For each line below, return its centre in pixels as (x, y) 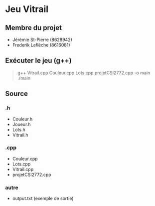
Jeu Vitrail (27, 9)
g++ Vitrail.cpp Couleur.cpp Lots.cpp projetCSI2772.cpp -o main (84, 72)
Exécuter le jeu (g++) (38, 61)
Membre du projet (34, 28)
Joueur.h (21, 124)
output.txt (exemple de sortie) (43, 198)
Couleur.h (22, 119)
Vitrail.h (20, 135)
